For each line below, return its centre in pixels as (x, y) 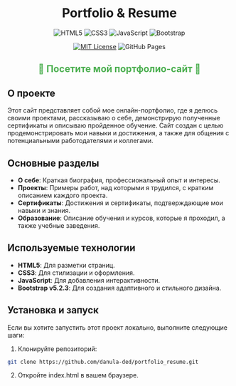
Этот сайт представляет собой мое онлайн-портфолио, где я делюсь (113, 110)
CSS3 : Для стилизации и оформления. (76, 273)
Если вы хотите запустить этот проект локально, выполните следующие (117, 327)
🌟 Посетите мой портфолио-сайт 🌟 (119, 69)
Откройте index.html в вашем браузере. (78, 375)
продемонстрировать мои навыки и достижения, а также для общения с (118, 133)
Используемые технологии (71, 248)
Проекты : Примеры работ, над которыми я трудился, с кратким (116, 187)
